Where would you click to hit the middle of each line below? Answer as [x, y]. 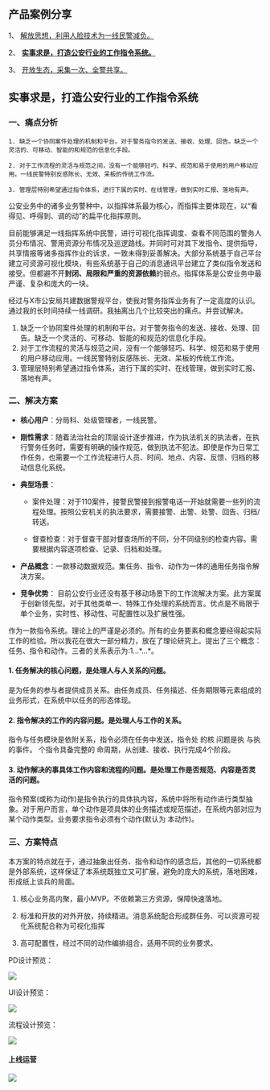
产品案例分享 [40, 15]
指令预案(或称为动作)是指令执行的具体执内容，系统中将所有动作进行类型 [127, 799]
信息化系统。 [48, 467]
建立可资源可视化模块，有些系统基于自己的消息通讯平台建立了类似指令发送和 [135, 263]
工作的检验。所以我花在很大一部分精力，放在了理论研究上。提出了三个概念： [135, 640]
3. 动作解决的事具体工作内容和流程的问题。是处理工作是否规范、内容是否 [129, 769]
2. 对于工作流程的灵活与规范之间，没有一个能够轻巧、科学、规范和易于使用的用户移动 [131, 165]
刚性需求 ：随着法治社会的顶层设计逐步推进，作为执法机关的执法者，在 [136, 437]
